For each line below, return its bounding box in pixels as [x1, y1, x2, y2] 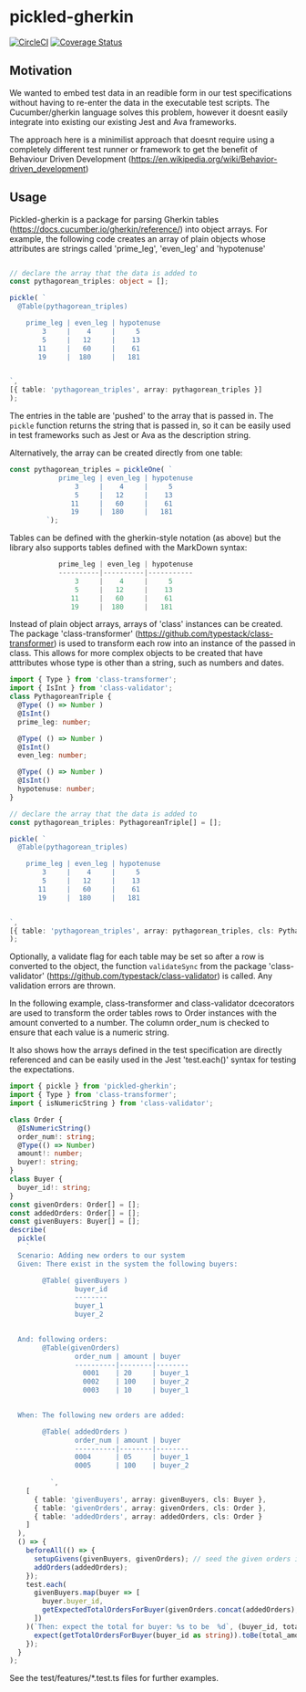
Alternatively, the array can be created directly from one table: [9, 447, 243, 458]
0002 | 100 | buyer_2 [82, 1377, 189, 1386]
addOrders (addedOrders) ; [33, 1562, 128, 1572]
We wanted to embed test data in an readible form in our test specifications [9, 87, 292, 98]
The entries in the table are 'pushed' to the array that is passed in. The [9, 411, 274, 422]
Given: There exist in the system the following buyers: [17, 1259, 239, 1269]
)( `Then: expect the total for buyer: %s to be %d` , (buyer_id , [25, 1622, 280, 1631]
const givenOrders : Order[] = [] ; [9, 1200, 141, 1209]
